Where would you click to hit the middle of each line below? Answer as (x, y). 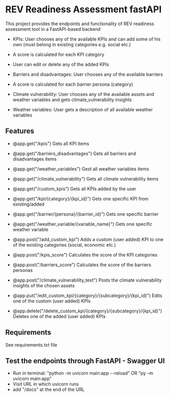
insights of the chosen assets (44, 285)
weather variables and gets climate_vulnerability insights (72, 100)
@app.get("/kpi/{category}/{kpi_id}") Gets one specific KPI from (80, 198)
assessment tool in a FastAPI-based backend (53, 29)
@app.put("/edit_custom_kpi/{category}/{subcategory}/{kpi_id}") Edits (87, 295)
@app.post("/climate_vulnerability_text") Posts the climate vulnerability (87, 280)
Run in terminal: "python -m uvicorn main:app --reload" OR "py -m (83, 373)
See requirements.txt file (31, 345)
